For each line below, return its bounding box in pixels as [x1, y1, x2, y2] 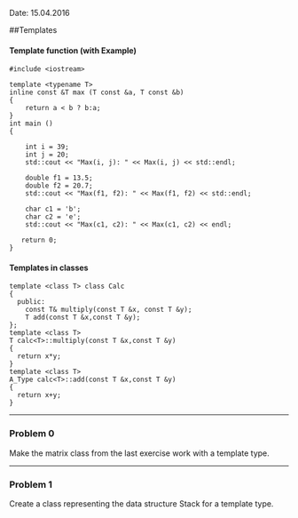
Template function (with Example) [9, 44, 137, 56]
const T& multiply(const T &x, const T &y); [25, 306, 192, 315]
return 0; [20, 235, 58, 245]
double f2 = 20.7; [25, 181, 93, 190]
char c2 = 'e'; [25, 212, 82, 221]
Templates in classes [9, 262, 89, 273]
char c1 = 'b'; [25, 204, 82, 214]
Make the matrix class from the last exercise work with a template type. [9, 448, 271, 458]
